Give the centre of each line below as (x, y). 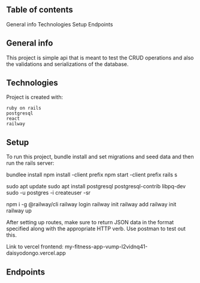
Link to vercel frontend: (35, 247)
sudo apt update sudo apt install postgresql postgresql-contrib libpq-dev (96, 186)
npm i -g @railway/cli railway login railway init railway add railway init (91, 204)
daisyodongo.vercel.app (36, 253)
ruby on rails (24, 108)
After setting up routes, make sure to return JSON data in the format (90, 222)
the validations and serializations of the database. (67, 64)
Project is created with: (35, 97)
